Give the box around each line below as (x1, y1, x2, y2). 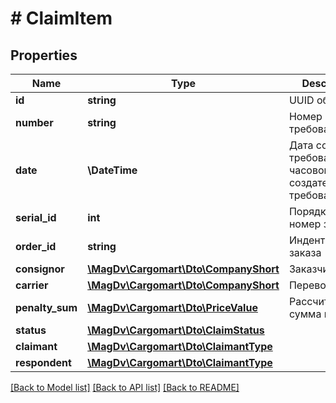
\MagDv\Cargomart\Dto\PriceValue (87, 301, 258, 314)
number (15, 116, 54, 129)
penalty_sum (15, 301, 78, 314)
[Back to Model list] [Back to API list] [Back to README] (10, 382, 240, 393)
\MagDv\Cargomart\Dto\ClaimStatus (87, 323, 265, 337)
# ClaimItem (10, 7, 113, 30)
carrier (15, 278, 49, 292)
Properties (10, 47, 78, 64)
